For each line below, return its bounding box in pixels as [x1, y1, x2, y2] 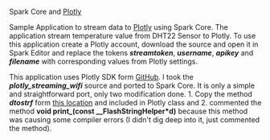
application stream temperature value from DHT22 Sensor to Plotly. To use [9, 31, 256, 40]
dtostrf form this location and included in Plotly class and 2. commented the [9, 98, 262, 107]
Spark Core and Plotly [9, 7, 82, 16]
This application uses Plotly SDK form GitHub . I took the [9, 72, 194, 81]
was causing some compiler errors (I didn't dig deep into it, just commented [9, 115, 260, 124]
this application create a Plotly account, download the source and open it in [9, 39, 259, 49]
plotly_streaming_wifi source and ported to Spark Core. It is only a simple [9, 80, 256, 90]
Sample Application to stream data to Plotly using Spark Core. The [9, 23, 228, 31]
